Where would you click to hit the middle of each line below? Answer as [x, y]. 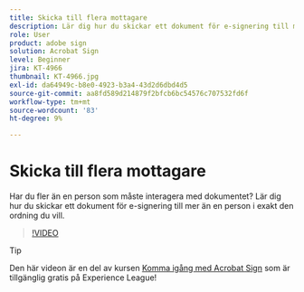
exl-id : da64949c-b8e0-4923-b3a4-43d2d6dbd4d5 [99, 85]
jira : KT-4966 [36, 69]
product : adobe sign [48, 43]
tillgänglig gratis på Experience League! [83, 278]
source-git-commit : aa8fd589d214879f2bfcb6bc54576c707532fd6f [129, 93]
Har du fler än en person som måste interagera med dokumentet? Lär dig [146, 196]
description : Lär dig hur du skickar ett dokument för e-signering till [149, 26]
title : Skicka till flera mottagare [78, 18]
